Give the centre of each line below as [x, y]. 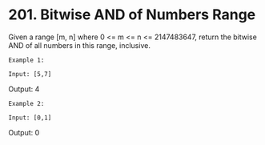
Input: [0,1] [30, 118]
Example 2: [26, 103]
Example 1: [26, 60]
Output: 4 [24, 89]
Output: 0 [24, 132]
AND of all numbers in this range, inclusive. [79, 45]
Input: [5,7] [30, 74]
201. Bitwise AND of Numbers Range [132, 15]
